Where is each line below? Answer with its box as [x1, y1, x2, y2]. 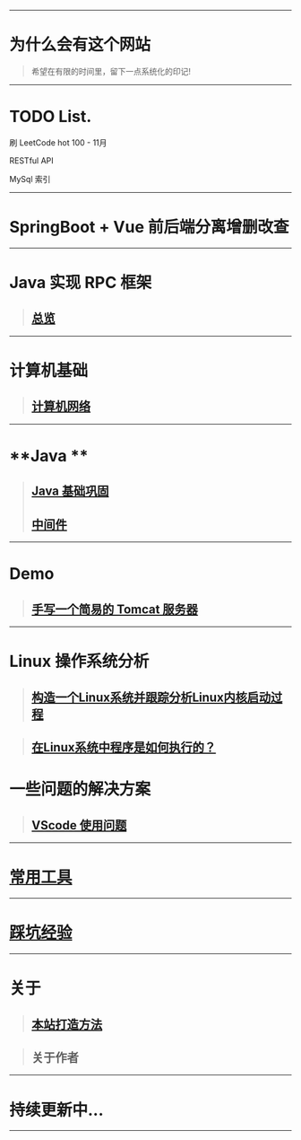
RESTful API [9, 154, 54, 166]
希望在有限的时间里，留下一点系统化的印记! [30, 66, 191, 76]
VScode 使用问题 [30, 818, 127, 833]
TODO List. [9, 107, 92, 127]
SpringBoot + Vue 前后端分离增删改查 [9, 217, 289, 238]
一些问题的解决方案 [9, 779, 151, 800]
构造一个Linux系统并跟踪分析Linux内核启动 [30, 689, 271, 705]
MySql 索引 [9, 173, 51, 184]
